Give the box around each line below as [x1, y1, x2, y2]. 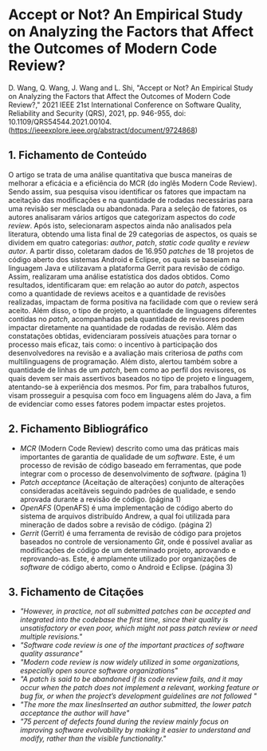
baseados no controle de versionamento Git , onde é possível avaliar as [19, 537, 253, 546]
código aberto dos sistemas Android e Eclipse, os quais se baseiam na [8, 254, 241, 264]
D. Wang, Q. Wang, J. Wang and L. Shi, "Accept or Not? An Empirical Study [8, 82, 253, 93]
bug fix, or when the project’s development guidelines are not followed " [19, 691, 257, 701]
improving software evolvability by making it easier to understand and [19, 725, 251, 735]
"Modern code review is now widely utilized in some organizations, [19, 658, 241, 667]
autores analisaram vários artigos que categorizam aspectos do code [8, 212, 236, 221]
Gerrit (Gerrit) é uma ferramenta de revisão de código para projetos [19, 528, 241, 538]
